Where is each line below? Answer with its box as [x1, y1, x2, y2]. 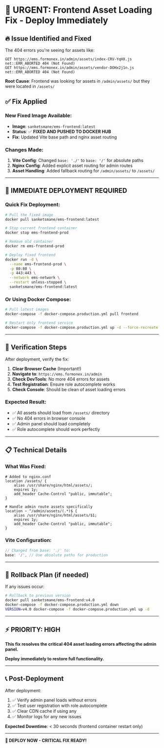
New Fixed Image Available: [5, 112, 72, 119]
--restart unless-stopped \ [9, 280, 67, 285]
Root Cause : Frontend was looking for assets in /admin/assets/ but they [5, 78, 150, 84]
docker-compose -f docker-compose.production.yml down [5, 602, 119, 608]
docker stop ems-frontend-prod [5, 230, 69, 235]
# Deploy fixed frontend [5, 252, 56, 257]
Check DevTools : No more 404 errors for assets [12, 376, 110, 382]
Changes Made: [5, 146, 44, 153]
